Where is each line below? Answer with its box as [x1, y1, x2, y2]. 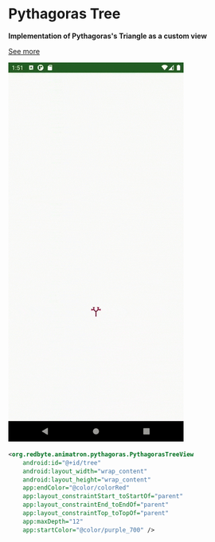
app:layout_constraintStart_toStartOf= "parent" [22, 493, 183, 501]
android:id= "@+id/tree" [22, 458, 102, 466]
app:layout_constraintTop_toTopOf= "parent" [22, 509, 170, 517]
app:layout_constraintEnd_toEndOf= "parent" [22, 501, 170, 509]
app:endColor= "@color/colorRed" [22, 484, 130, 492]
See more [8, 46, 41, 56]
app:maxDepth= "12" [22, 517, 84, 525]
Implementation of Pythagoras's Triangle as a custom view [8, 31, 207, 41]
